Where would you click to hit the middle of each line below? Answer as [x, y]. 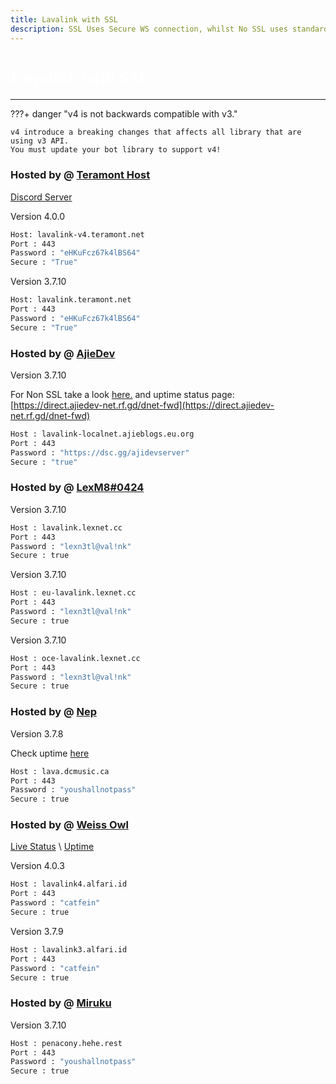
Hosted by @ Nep [53, 712]
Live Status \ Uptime [52, 847]
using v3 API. [40, 141]
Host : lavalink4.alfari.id [69, 884]
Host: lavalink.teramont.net [71, 300]
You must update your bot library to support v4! [116, 150]
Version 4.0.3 [37, 866]
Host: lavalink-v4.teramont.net [77, 234]
